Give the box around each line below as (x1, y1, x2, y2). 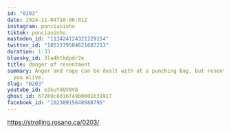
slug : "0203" (7, 80, 45, 87)
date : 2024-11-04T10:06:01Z (7, 16, 88, 23)
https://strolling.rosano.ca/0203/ (7, 118, 100, 126)
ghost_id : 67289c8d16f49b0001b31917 (7, 93, 112, 100)
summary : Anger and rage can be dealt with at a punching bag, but (7, 67, 205, 74)
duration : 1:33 (7, 49, 51, 56)
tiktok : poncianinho (7, 29, 67, 36)
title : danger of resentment (7, 61, 91, 68)
